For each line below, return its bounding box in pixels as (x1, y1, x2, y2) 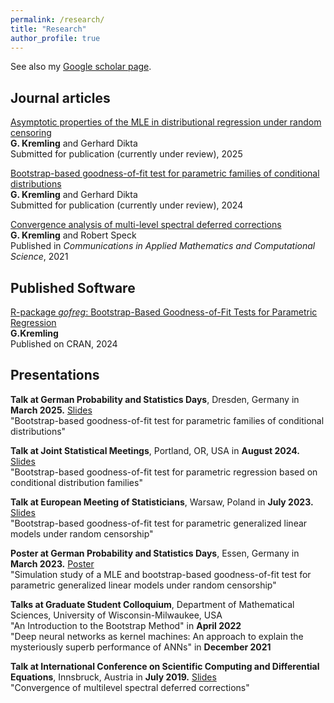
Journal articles (10, 89, 111, 106)
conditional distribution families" (10, 476, 143, 488)
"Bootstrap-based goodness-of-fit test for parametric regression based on (10, 466, 318, 478)
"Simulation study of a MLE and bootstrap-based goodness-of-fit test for (10, 568, 312, 580)
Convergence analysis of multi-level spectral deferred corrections (10, 219, 282, 231)
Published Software (10, 279, 136, 296)
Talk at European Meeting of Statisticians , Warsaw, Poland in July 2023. (10, 496, 314, 508)
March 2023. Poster (10, 557, 95, 570)
